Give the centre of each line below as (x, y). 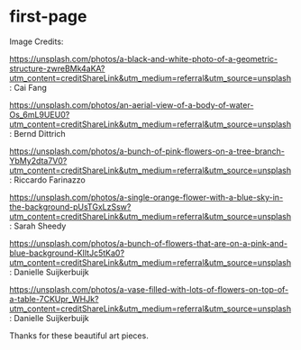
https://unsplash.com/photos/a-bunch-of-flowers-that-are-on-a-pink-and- (149, 243)
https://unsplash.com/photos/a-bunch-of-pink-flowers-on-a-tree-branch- (147, 151)
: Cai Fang (28, 87)
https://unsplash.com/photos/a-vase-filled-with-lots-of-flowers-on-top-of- (149, 289)
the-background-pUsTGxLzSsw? (70, 206)
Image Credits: (36, 41)
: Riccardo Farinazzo (47, 179)
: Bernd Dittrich (37, 133)
